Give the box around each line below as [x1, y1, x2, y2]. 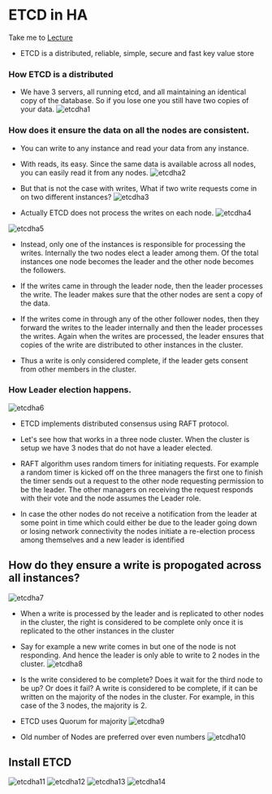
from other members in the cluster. [19, 364, 136, 374]
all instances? [8, 571, 80, 585]
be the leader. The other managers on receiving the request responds [19, 484, 253, 494]
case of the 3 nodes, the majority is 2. [19, 701, 148, 710]
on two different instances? [19, 192, 112, 202]
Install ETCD [8, 756, 71, 770]
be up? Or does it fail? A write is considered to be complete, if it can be [19, 683, 258, 692]
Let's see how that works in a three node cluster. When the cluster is [19, 434, 250, 444]
